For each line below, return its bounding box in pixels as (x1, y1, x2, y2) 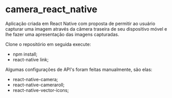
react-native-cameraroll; (12, 82, 65, 88)
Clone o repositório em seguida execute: (5, 41, 91, 47)
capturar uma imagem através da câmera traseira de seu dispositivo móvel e (5, 26, 167, 32)
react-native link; (12, 56, 49, 62)
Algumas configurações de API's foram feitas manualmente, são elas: (5, 66, 152, 72)
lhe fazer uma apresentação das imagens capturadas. (5, 31, 120, 37)
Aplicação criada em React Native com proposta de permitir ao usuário (5, 20, 156, 27)
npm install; (12, 51, 37, 57)
